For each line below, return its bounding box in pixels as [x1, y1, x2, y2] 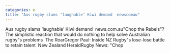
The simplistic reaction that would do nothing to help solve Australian [5, 31, 150, 37]
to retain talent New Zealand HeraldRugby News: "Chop [5, 42, 124, 48]
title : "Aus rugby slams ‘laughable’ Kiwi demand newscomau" [5, 12, 140, 17]
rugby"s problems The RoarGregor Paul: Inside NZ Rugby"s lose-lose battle [5, 36, 165, 43]
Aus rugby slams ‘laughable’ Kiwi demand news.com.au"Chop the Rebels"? [5, 26, 164, 32]
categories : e [5, 7, 36, 13]
